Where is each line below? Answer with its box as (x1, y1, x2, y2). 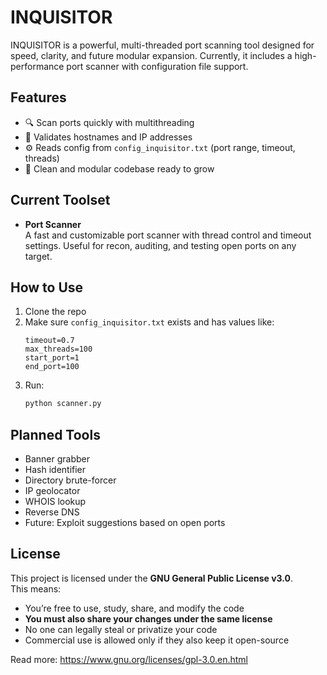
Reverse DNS (24, 506, 80, 518)
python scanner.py (24, 399, 102, 409)
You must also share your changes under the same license (24, 612, 273, 625)
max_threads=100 (24, 344, 93, 355)
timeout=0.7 (24, 336, 75, 346)
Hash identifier (24, 464, 87, 476)
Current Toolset (10, 192, 111, 209)
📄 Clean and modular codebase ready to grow (24, 162, 215, 175)
